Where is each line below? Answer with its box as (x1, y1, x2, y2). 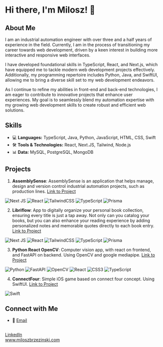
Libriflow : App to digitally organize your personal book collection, (12, 207, 144, 213)
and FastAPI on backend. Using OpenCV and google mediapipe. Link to (12, 252, 155, 257)
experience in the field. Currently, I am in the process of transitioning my (5, 42, 150, 48)
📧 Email (12, 317, 28, 323)
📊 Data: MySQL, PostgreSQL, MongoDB (12, 149, 94, 155)
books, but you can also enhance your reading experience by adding (12, 218, 150, 223)
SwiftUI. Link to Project (12, 281, 58, 287)
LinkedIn (5, 331, 22, 337)
